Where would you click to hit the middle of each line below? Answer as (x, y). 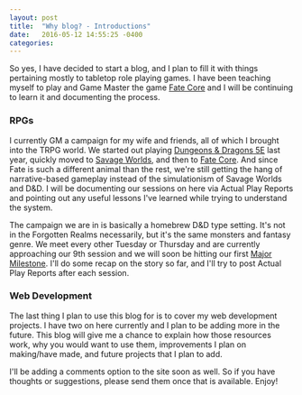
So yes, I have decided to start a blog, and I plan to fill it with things (134, 69)
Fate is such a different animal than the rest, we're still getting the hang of (146, 169)
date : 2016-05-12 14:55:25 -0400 (76, 34)
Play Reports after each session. (69, 272)
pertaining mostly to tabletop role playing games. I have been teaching (140, 78)
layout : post (34, 18)
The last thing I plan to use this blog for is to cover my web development (143, 316)
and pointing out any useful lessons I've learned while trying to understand (148, 197)
